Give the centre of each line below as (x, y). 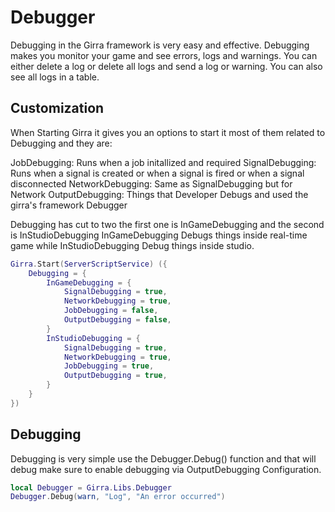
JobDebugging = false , (111, 311)
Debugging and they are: (61, 143)
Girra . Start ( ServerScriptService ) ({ (89, 264)
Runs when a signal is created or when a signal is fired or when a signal (157, 173)
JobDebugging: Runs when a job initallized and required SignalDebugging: (163, 162)
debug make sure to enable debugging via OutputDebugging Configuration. (166, 469)
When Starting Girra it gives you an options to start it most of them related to (168, 132)
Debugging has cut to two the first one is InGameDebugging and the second (167, 224)
